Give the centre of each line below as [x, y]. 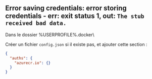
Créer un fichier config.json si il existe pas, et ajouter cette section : [76, 44]
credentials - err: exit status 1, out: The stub [75, 16]
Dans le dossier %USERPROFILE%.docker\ [50, 34]
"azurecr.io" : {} [33, 63]
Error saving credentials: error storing [66, 8]
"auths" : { [21, 58]
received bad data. [36, 23]
